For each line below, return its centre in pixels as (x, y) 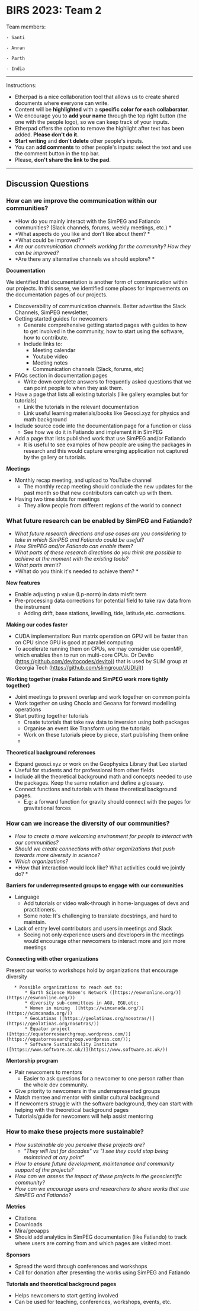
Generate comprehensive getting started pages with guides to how (105, 325)
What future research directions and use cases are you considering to (100, 533)
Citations (25, 1218)
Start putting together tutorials (52, 715)
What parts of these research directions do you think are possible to (98, 552)
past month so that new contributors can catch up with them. (98, 493)
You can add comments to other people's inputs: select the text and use (103, 147)
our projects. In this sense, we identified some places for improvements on (97, 288)
